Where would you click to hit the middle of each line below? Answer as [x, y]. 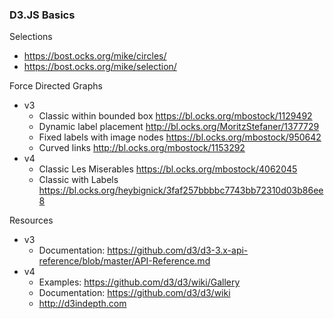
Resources [31, 220]
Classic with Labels [78, 180]
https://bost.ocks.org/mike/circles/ [95, 56]
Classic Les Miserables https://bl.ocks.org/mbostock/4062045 [168, 169]
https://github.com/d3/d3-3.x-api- [178, 250]
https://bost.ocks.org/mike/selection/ [100, 67]
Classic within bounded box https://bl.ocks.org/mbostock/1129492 [175, 116]
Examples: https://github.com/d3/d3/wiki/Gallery [139, 282]
